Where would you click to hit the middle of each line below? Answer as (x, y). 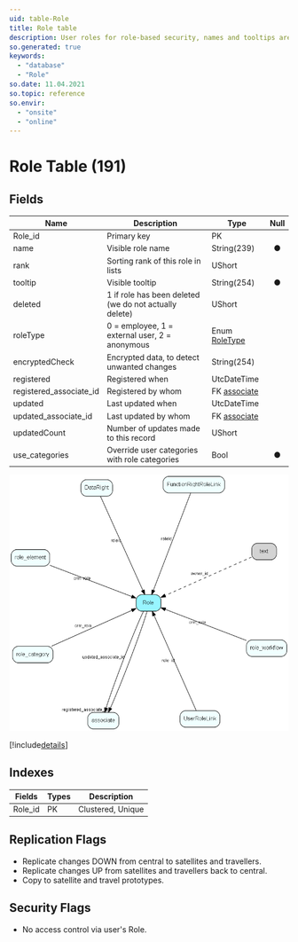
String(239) (233, 248)
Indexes (32, 773)
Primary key (129, 236)
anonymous (128, 345)
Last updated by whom (149, 416)
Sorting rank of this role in (154, 261)
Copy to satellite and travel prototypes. (93, 880)
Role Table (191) (68, 166)
